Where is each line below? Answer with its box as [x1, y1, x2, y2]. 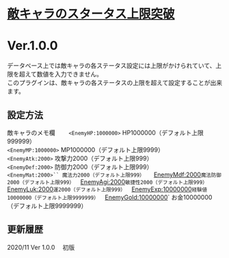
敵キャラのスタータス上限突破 [7, 6, 176, 22]
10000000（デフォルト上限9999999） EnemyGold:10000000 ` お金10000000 [7, 193, 213, 201]
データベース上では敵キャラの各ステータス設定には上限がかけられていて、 [7, 62, 216, 70]
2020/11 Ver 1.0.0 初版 [7, 243, 75, 251]
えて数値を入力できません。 [25, 70, 103, 79]
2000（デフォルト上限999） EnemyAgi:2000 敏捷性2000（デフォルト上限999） [7, 177, 208, 185]
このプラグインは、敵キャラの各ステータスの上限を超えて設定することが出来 [7, 79, 223, 87]
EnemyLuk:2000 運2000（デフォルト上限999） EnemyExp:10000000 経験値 [7, 185, 207, 193]
